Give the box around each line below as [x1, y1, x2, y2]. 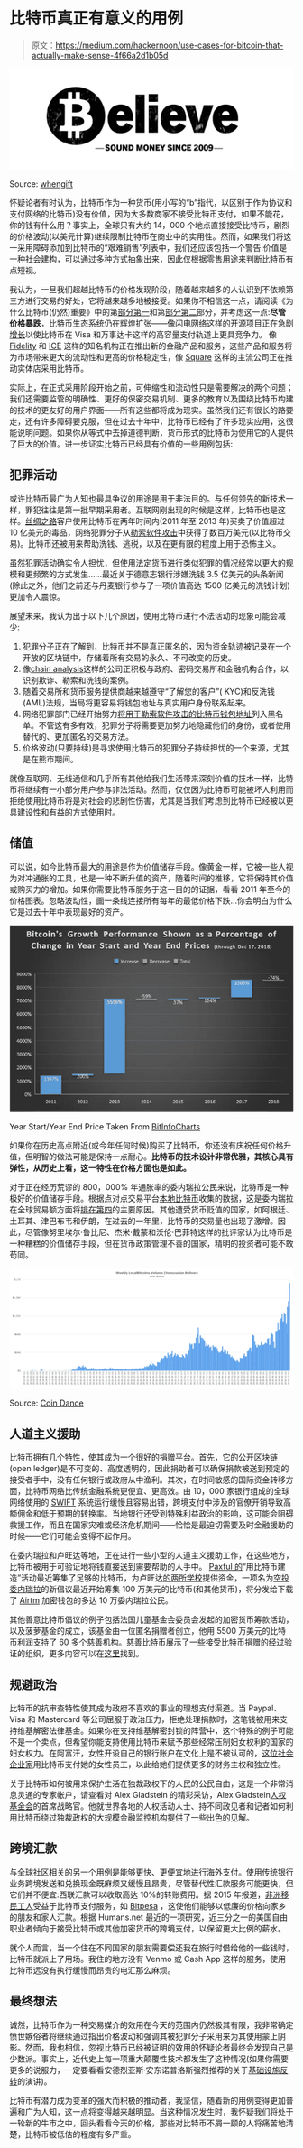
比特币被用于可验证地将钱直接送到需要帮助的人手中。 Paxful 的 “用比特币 [9, 1562, 278, 1572]
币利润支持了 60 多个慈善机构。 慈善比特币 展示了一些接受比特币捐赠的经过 [9, 1636, 285, 1647]
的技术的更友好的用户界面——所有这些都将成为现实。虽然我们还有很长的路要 [9, 405, 294, 416]
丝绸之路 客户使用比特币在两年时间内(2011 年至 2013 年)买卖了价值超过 [25, 515, 286, 526]
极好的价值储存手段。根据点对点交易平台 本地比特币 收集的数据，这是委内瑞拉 [9, 1193, 294, 1203]
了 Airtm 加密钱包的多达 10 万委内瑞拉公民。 [9, 1595, 173, 1606]
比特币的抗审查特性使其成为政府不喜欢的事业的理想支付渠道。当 [9, 1702, 246, 1713]
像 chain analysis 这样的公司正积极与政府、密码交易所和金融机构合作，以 [22, 663, 289, 674]
